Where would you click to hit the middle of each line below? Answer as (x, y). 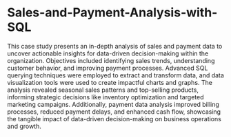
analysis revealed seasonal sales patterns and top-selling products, (103, 90)
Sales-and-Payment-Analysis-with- (112, 13)
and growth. (24, 126)
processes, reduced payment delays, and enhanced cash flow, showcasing (114, 112)
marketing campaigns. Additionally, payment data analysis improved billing (113, 104)
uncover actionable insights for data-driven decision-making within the (108, 53)
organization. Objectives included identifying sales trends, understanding (111, 60)
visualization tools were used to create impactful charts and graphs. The (110, 82)
